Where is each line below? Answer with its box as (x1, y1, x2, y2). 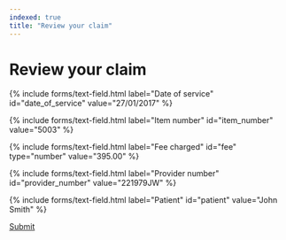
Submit (9, 221, 35, 232)
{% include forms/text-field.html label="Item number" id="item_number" (9, 115, 274, 126)
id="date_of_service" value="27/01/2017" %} (9, 98, 173, 109)
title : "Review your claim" (9, 21, 113, 30)
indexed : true (9, 12, 62, 22)
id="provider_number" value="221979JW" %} (9, 178, 177, 189)
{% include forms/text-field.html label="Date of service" (9, 89, 214, 99)
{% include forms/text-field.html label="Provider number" (9, 168, 220, 179)
